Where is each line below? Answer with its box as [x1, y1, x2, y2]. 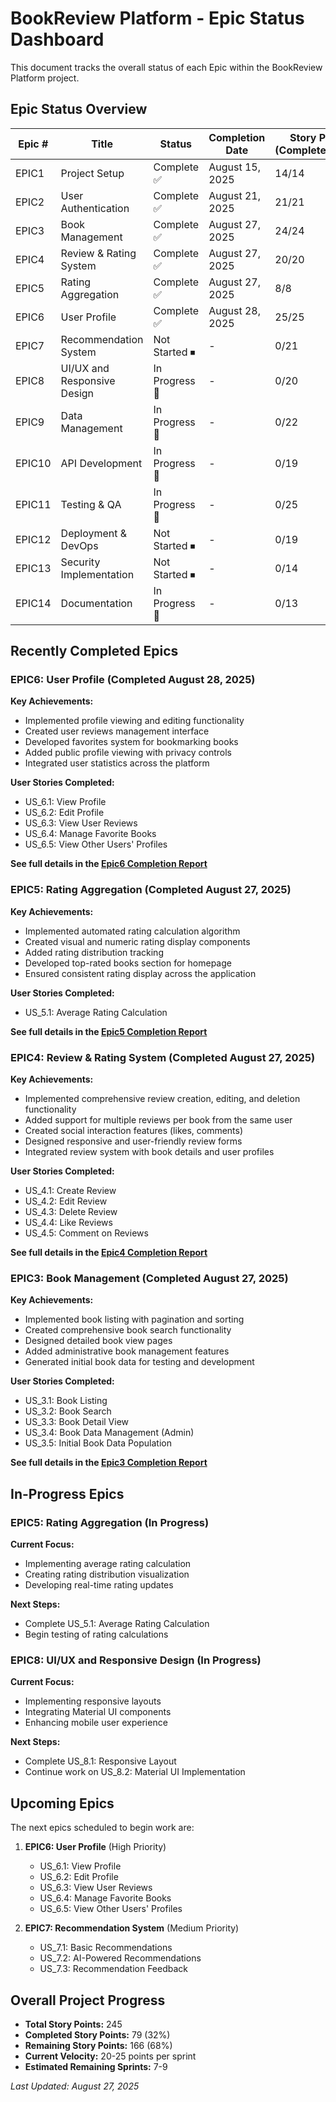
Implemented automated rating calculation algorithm [24, 925, 241, 937]
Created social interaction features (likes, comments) [24, 1125, 244, 1137]
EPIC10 [15, 456, 52, 470]
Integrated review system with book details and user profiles [24, 1146, 275, 1158]
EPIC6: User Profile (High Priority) [24, 1841, 167, 1853]
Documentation [60, 596, 133, 610]
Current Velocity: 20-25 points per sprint [24, 2050, 197, 2062]
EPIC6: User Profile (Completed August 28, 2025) [10, 673, 256, 687]
